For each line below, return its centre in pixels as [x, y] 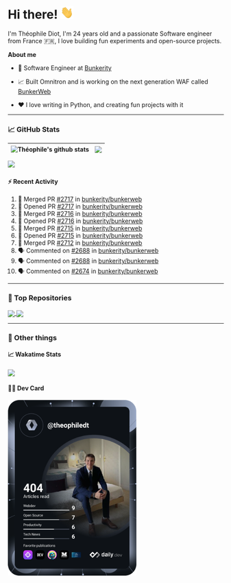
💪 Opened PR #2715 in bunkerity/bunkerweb [80, 236]
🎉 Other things [33, 337]
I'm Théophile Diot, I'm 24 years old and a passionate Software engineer [110, 34]
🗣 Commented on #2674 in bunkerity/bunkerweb [88, 271]
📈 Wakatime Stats [35, 355]
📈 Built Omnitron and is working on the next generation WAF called [113, 82]
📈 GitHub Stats [34, 129]
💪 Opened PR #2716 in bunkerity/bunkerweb [80, 221]
